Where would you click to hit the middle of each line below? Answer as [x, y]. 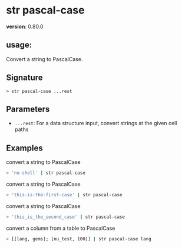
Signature [24, 78]
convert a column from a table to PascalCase [61, 228]
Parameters [28, 109]
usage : [19, 45]
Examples [24, 148]
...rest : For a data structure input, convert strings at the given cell [96, 123]
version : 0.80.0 [25, 26]
